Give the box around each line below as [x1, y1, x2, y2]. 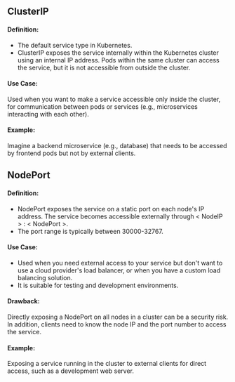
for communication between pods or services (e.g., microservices [7, 102, 198, 111]
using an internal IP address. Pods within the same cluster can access [17, 55, 220, 64]
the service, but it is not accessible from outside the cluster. [17, 63, 191, 72]
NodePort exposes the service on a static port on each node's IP [17, 204, 205, 213]
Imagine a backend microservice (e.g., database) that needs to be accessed [7, 142, 227, 150]
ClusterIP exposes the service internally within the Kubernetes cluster [17, 48, 220, 57]
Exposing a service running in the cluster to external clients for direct [7, 360, 207, 368]
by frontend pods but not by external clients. [7, 149, 136, 157]
